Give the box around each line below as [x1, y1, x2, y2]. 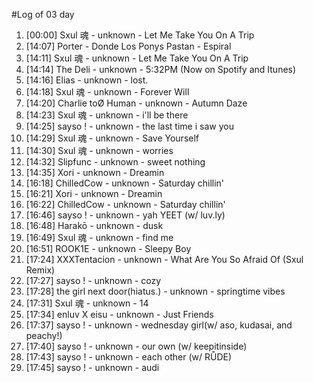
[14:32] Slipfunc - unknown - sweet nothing [25, 156, 206, 168]
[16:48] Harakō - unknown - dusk [25, 220, 164, 231]
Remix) [25, 264, 56, 276]
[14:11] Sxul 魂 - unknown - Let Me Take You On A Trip [25, 52, 249, 64]
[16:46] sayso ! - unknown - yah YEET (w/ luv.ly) [25, 209, 226, 221]
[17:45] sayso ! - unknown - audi [25, 362, 160, 373]
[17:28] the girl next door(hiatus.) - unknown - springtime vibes [25, 285, 286, 297]
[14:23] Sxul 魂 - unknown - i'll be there [25, 109, 189, 121]
